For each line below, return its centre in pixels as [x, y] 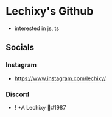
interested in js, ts [37, 28]
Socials [20, 47]
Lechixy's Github [50, 11]
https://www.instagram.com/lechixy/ [60, 78]
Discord [18, 94]
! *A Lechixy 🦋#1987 [40, 107]
